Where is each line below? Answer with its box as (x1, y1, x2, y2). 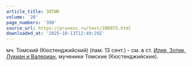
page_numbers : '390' (6, 19, 58, 25)
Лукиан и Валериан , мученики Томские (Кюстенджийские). (6, 53, 159, 60)
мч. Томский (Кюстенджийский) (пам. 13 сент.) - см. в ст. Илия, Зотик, (6, 47, 186, 54)
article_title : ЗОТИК (6, 8, 60, 15)
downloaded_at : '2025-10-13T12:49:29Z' (6, 31, 105, 37)
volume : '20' (6, 14, 39, 20)
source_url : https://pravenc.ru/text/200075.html (6, 25, 132, 31)
